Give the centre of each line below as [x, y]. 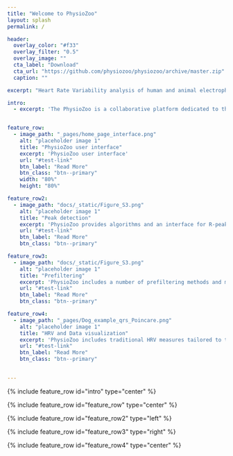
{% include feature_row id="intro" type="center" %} [82, 391]
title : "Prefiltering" [52, 276]
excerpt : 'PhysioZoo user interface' [74, 153]
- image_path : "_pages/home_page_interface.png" [85, 135]
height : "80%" [40, 186]
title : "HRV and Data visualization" [74, 333]
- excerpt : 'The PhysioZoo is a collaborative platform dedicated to [116, 109]
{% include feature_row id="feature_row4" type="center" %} [94, 445]
